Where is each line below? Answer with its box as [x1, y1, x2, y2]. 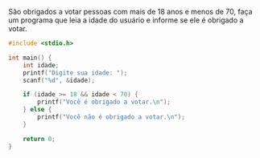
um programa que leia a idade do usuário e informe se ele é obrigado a [8, 15, 244, 25]
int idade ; [23, 61, 60, 69]
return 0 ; [23, 135, 56, 143]
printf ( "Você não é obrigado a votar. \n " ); [37, 113, 185, 121]
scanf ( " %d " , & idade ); [23, 76, 95, 84]
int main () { [8, 54, 52, 62]
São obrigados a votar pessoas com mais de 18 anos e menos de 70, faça [8, 7, 253, 16]
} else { [23, 106, 52, 114]
